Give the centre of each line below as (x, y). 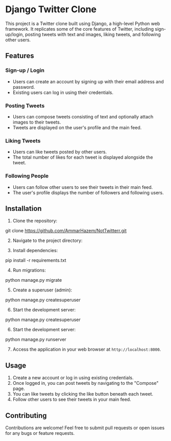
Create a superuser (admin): (42, 290)
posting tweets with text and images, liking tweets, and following (93, 34)
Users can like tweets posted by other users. (60, 152)
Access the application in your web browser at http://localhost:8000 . (87, 349)
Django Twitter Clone (51, 9)
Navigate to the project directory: (47, 240)
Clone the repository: (35, 221)
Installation (23, 209)
